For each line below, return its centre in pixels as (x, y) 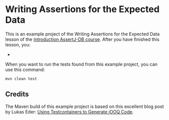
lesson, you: (18, 44)
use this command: (25, 70)
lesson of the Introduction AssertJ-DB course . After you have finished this (82, 39)
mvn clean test (21, 79)
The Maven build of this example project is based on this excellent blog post (85, 106)
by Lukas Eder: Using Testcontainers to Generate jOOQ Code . (70, 111)
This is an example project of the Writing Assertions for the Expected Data (82, 34)
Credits (17, 94)
